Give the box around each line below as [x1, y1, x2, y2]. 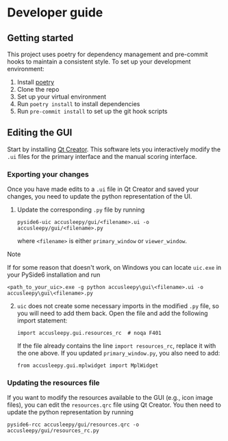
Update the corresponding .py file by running [16, 205, 145, 214]
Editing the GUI [7, 127, 73, 138]
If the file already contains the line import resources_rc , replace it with [16, 342, 216, 350]
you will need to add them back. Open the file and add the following [16, 310, 208, 318]
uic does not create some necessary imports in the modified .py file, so [16, 302, 219, 310]
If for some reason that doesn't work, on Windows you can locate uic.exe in [7, 264, 222, 272]
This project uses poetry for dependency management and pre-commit [7, 50, 208, 58]
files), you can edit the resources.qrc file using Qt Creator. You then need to [7, 401, 221, 409]
